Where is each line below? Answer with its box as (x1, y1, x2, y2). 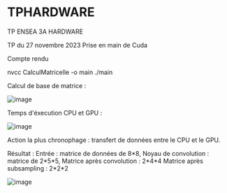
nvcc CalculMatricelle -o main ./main (7, 68, 113, 76)
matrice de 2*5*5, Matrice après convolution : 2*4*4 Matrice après (7, 157, 204, 165)
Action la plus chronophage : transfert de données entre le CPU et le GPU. (7, 136, 221, 144)
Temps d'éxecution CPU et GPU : (7, 108, 103, 117)
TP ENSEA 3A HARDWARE (7, 27, 84, 36)
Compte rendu (7, 54, 49, 63)
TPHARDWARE (7, 4, 95, 20)
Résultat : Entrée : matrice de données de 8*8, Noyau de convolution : (7, 149, 210, 157)
